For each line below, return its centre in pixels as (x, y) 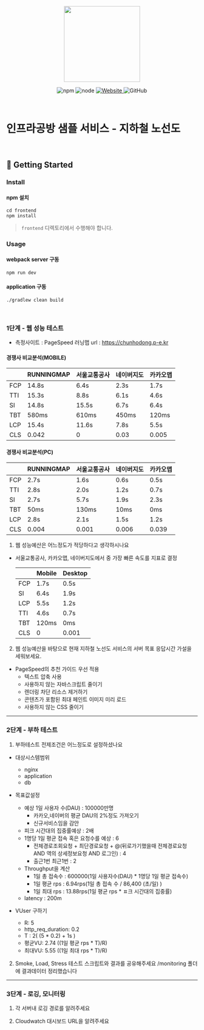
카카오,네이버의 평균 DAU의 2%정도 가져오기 (86, 815)
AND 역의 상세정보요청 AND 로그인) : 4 (80, 853)
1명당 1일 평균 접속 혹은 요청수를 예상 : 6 (72, 838)
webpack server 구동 (33, 259)
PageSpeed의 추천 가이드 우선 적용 (57, 669)
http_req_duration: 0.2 (52, 929)
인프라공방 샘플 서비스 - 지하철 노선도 (93, 129)
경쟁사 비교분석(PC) (30, 452)
